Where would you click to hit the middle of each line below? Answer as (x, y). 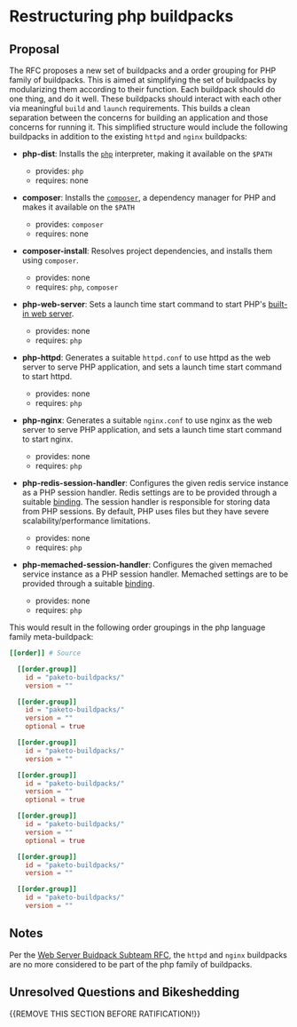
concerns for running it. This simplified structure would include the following (148, 127)
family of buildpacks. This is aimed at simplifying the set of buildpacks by (143, 80)
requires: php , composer (77, 287)
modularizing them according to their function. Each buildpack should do (142, 89)
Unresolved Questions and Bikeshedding (125, 992)
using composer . (50, 260)
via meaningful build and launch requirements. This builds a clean (130, 108)
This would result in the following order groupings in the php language (137, 627)
